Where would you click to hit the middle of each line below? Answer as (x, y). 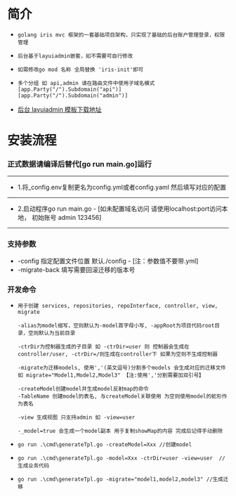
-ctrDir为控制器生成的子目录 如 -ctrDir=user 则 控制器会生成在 (103, 347)
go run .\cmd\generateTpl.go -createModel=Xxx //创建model (104, 445)
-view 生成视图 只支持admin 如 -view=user (76, 418)
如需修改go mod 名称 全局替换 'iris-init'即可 (80, 70)
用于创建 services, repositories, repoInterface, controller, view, (118, 306)
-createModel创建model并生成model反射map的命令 (83, 389)
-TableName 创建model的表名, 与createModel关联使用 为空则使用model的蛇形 (120, 397)
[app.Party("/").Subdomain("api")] (70, 89)
